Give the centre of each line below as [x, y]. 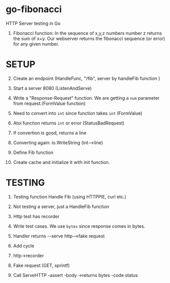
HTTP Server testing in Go [33, 23]
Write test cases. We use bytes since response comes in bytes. [79, 226]
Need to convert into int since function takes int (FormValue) [78, 113]
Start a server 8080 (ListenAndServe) [52, 88]
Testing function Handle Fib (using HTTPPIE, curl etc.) [70, 196]
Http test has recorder [36, 216]
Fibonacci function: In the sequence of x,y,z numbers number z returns [87, 33]
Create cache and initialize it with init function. [61, 162]
